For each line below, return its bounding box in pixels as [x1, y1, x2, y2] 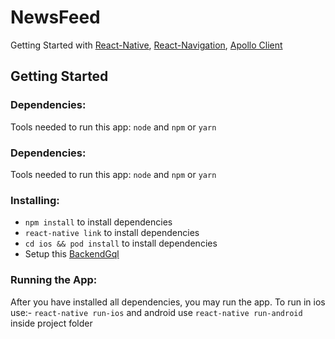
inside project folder [10, 317, 93, 329]
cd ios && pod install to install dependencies [24, 237, 218, 250]
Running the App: [10, 273, 98, 287]
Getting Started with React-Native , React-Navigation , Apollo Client [10, 39, 283, 51]
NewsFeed [10, 6, 101, 29]
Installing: [10, 193, 60, 207]
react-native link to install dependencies [24, 227, 200, 239]
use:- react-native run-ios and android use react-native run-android [10, 306, 303, 318]
